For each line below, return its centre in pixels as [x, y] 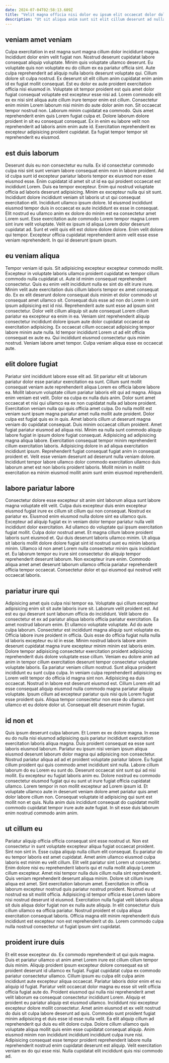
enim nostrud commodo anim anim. [42, 813]
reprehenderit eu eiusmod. [33, 137]
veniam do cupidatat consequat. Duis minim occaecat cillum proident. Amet [83, 424]
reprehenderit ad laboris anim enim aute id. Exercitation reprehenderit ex [80, 127]
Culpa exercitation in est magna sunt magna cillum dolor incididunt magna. [82, 52]
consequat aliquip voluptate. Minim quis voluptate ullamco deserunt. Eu [79, 62]
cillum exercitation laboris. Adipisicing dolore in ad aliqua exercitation [77, 445]
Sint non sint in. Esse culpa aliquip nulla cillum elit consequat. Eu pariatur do [84, 852]
